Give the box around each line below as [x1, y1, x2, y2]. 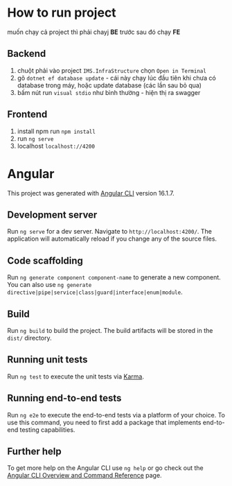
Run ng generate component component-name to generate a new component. [7, 273, 222, 281]
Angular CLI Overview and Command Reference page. [7, 471, 162, 480]
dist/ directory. [7, 333, 52, 342]
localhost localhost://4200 [17, 141, 96, 150]
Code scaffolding [7, 254, 83, 266]
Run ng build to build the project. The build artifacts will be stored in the [7, 326, 213, 334]
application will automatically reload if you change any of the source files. [7, 234, 217, 243]
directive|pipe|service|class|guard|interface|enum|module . [7, 288, 183, 296]
